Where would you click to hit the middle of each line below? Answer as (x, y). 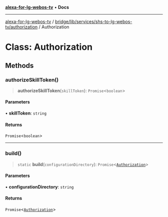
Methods (19, 65)
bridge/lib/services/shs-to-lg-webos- (93, 21)
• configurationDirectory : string (39, 186)
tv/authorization (21, 27)
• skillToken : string (26, 113)
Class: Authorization (49, 47)
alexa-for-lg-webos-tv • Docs (37, 7)
